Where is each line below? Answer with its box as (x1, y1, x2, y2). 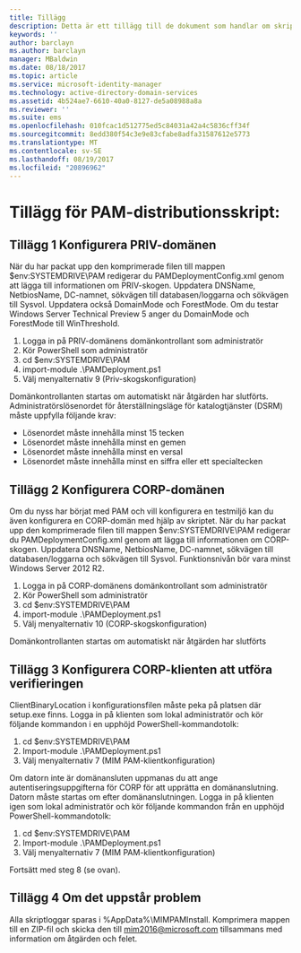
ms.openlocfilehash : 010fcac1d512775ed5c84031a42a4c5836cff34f (9, 122, 251, 131)
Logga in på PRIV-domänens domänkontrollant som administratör (21, 335, 264, 346)
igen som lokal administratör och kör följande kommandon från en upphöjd (9, 801, 285, 811)
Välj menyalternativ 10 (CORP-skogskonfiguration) (21, 619, 208, 629)
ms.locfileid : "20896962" (9, 163, 106, 172)
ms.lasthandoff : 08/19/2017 (9, 154, 115, 164)
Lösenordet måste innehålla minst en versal (21, 446, 184, 457)
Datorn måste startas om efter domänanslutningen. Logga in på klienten (9, 792, 275, 802)
